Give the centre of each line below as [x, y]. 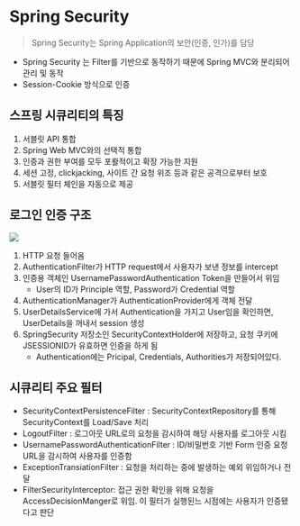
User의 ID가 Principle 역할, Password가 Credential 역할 [136, 289]
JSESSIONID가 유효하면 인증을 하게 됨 [90, 345]
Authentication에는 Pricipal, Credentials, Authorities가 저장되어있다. [159, 357]
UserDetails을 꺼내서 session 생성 [83, 322]
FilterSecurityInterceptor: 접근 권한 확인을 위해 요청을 [118, 490]
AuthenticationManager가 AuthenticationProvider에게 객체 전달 [137, 300]
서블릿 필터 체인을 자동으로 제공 [77, 184]
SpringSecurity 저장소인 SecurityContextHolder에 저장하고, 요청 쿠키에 [150, 334]
